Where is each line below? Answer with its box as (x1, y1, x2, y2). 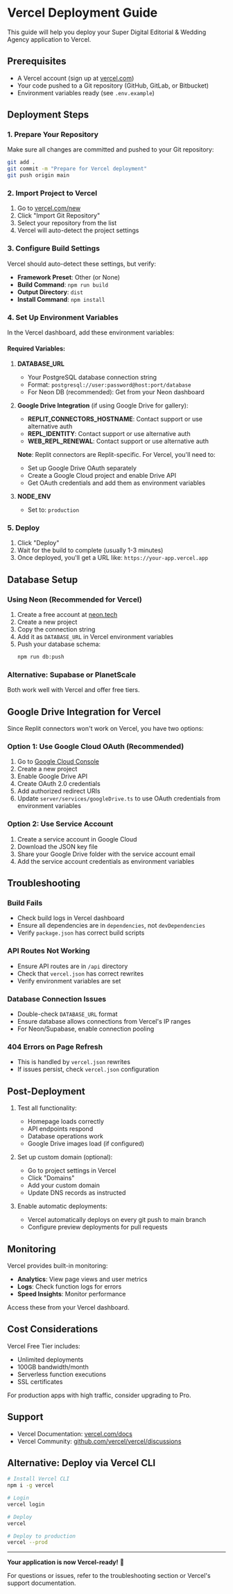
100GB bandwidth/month (17, 1362, 89, 1371)
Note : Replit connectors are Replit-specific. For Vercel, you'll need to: (17, 451, 216, 459)
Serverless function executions (17, 1370, 106, 1378)
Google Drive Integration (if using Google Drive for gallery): (17, 401, 189, 410)
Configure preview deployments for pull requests (27, 1223, 168, 1232)
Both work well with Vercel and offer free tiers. (7, 686, 140, 694)
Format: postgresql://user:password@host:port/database (27, 380, 192, 389)
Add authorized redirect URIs (17, 787, 101, 796)
